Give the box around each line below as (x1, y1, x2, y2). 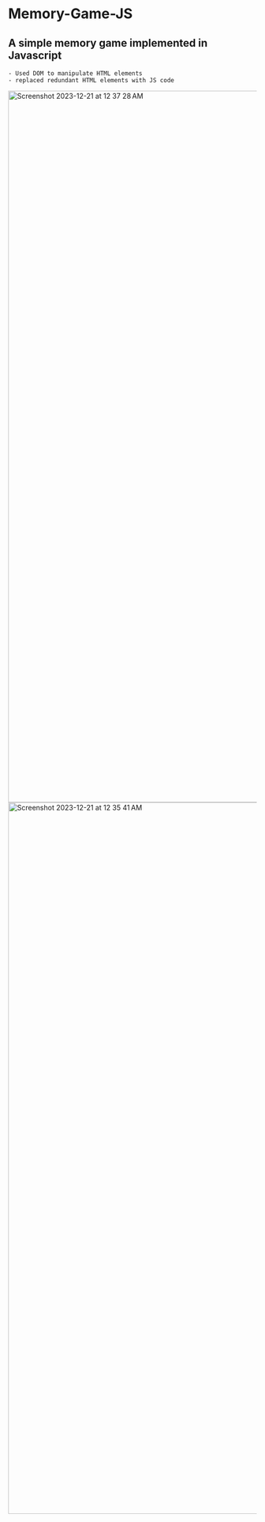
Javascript (8, 48, 62, 62)
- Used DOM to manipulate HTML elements (8, 70, 144, 77)
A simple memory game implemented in (8, 36, 208, 50)
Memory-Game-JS (8, 5, 133, 23)
